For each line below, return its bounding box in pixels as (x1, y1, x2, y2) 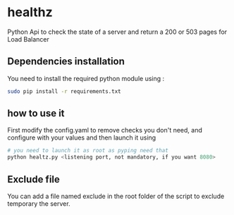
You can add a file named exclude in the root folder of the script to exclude (7, 192, 225, 200)
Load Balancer (7, 35, 49, 43)
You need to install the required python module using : (7, 74, 165, 82)
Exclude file (7, 173, 60, 185)
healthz (7, 4, 53, 20)
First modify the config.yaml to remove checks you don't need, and (7, 126, 203, 135)
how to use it (7, 107, 65, 120)
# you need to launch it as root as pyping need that (7, 147, 169, 154)
